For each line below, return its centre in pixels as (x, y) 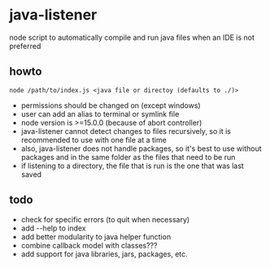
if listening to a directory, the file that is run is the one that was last (133, 166)
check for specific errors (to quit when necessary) (105, 219)
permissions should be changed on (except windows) (111, 105)
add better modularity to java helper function (96, 236)
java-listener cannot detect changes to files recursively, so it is (126, 131)
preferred (25, 45)
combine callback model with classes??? (89, 245)
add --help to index (53, 228)
